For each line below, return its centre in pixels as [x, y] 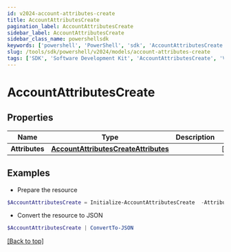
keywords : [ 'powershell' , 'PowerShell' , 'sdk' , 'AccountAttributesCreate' [117, 45]
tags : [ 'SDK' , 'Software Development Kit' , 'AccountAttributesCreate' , [112, 59]
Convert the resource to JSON [60, 216]
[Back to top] [25, 241]
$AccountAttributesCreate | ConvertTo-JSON [70, 228]
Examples [29, 173]
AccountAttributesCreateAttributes [110, 149]
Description [195, 137]
